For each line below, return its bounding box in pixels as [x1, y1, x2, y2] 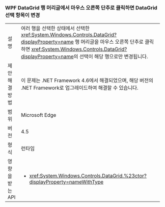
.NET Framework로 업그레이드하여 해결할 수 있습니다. [21, 84, 138, 91]
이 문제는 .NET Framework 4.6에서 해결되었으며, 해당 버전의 [21, 77, 154, 84]
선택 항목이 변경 [5, 11, 40, 18]
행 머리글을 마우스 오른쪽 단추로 [75, 38, 144, 45]
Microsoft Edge [21, 112, 56, 119]
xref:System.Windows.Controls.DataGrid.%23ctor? [29, 173, 147, 180]
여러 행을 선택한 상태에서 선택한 [21, 25, 90, 32]
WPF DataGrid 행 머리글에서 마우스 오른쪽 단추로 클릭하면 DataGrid [5, 4, 158, 11]
